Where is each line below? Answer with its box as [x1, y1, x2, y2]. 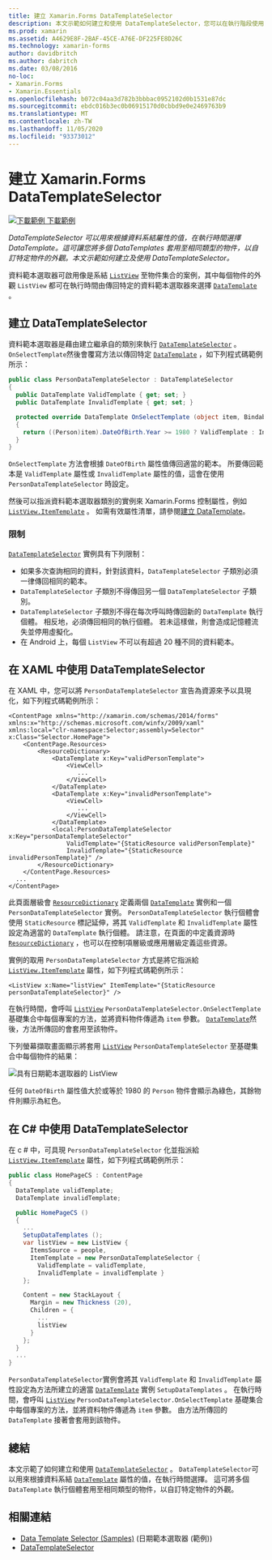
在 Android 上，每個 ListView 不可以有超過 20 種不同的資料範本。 [19, 637, 239, 647]
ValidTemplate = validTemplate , [37, 1261, 147, 1269]
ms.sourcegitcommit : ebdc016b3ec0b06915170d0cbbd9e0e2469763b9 [8, 102, 227, 110]
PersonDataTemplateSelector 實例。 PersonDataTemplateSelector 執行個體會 [8, 908, 261, 917]
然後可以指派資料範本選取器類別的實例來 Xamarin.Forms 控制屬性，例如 [8, 496, 247, 506]
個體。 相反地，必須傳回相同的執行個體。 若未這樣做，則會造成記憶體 [19, 617, 252, 626]
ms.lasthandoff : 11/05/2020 [8, 125, 104, 133]
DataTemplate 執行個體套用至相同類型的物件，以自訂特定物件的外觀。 [8, 1484, 239, 1494]
